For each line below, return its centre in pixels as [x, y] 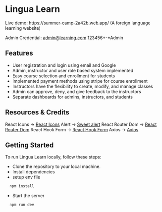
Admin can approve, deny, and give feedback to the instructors [77, 91]
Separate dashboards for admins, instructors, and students [72, 97]
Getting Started [29, 145]
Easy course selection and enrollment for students [64, 76]
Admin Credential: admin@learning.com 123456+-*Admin [64, 38]
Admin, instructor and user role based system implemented [73, 70]
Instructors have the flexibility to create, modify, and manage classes [82, 86]
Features [19, 53]
